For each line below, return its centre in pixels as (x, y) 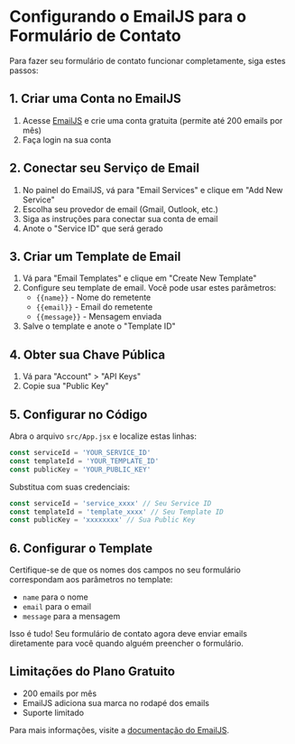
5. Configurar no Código (78, 414)
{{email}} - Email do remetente (94, 307)
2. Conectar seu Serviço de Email (105, 168)
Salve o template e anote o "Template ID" (99, 326)
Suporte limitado (53, 712)
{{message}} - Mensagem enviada (99, 317)
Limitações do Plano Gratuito (92, 671)
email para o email (57, 607)
